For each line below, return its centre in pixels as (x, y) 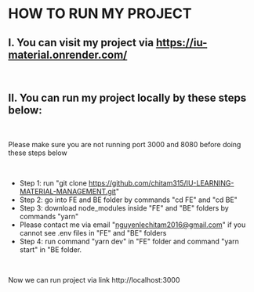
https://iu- (181, 43)
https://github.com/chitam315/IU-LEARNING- (161, 183)
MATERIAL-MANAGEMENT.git (67, 191)
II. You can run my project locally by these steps (127, 98)
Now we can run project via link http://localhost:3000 (94, 279)
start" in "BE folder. (51, 249)
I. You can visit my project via (81, 43)
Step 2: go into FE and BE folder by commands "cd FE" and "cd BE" (128, 200)
